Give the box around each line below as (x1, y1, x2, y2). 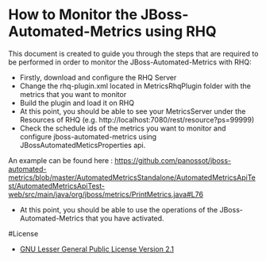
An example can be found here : (8, 155, 114, 165)
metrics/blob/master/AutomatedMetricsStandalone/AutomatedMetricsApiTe (8, 173, 256, 182)
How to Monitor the (8, 6, 137, 24)
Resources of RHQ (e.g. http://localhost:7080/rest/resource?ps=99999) (19, 115, 255, 124)
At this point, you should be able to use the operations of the (19, 205, 218, 214)
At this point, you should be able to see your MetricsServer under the (19, 106, 246, 116)
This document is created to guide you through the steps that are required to (8, 49, 259, 58)
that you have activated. (85, 213, 164, 223)
